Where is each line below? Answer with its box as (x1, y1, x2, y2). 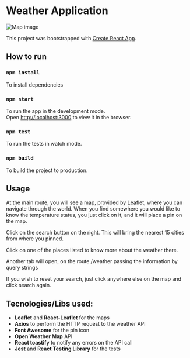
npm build (6, 155, 34, 161)
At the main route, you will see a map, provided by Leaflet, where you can (6, 199, 182, 206)
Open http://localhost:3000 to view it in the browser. (6, 113, 132, 121)
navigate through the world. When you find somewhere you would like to (6, 205, 181, 212)
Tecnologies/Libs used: (6, 298, 93, 308)
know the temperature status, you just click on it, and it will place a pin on (6, 212, 182, 219)
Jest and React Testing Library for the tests (14, 345, 121, 352)
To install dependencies (6, 81, 64, 88)
